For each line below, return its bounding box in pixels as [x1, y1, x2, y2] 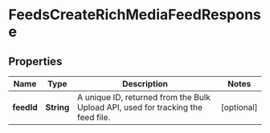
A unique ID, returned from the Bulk [77, 92, 211, 103]
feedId [12, 102, 38, 113]
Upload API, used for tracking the [77, 102, 202, 113]
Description [121, 79, 169, 89]
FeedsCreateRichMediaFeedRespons [8, 6, 261, 24]
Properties [8, 54, 63, 68]
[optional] [220, 102, 258, 113]
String [45, 102, 70, 113]
